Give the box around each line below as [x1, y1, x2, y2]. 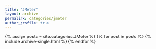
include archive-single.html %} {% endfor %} [5, 39, 96, 45]
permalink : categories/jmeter [5, 16, 67, 21]
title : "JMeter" [5, 7, 38, 12]
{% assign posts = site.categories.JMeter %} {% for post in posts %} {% [5, 34, 152, 39]
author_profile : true [5, 20, 49, 25]
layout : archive [5, 12, 38, 16]
